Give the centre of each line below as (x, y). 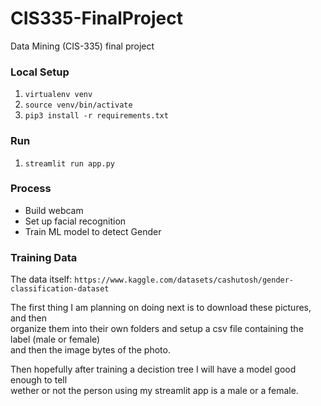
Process (31, 189)
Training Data (44, 257)
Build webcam (54, 210)
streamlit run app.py (69, 163)
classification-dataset (60, 289)
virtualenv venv (58, 95)
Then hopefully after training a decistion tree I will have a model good (153, 369)
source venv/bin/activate (78, 105)
